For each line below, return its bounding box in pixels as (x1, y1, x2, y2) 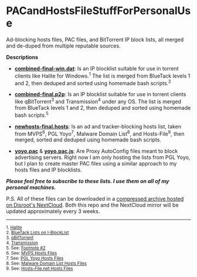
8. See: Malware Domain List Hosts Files (6, 261, 87, 266)
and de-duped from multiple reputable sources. (6, 42, 121, 49)
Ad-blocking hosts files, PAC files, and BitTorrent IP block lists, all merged (6, 36, 184, 43)
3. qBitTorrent (6, 235, 34, 241)
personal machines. (6, 184, 56, 191)
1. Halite (6, 225, 22, 231)
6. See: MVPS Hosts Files (6, 251, 57, 256)
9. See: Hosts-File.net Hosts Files (6, 266, 73, 272)
